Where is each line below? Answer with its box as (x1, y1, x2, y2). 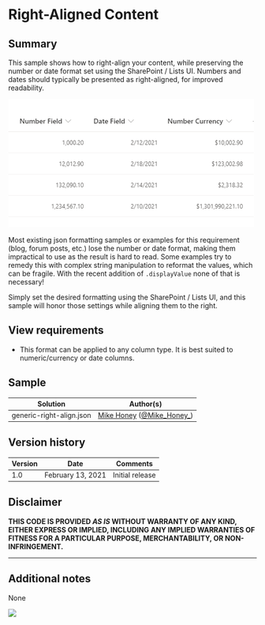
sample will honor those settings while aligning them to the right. (8, 301, 218, 310)
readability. (8, 83, 45, 92)
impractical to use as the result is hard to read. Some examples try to (8, 252, 232, 262)
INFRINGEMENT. (8, 541, 64, 551)
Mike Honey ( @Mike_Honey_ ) (98, 411, 194, 420)
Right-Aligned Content (8, 6, 159, 24)
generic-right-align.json (11, 411, 92, 420)
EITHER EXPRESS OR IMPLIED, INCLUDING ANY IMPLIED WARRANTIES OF (8, 525, 256, 534)
